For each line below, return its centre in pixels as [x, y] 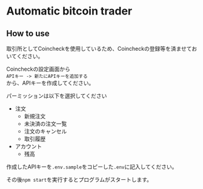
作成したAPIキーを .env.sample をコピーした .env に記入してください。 [92, 167]
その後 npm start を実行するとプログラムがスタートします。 [79, 180]
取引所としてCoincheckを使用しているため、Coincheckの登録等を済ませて [99, 49]
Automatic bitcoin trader [69, 11]
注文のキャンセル [45, 131]
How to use [28, 34]
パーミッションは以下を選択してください [57, 96]
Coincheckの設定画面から [38, 69]
